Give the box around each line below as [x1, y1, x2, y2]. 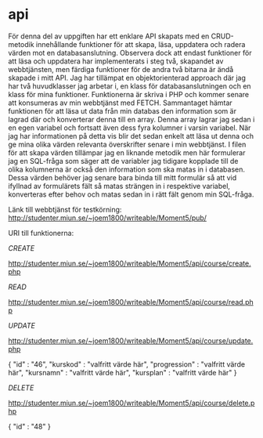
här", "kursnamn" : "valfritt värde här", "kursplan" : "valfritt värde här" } [8, 367, 237, 377]
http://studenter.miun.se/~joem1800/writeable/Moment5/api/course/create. [8, 259, 252, 268]
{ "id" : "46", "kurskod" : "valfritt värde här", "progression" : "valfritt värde [8, 359, 245, 369]
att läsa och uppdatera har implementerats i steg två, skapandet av [8, 56, 224, 66]
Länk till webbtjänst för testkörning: [8, 205, 122, 214]
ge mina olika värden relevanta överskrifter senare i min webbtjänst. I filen [8, 139, 247, 149]
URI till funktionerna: [8, 228, 74, 237]
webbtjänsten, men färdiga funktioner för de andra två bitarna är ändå [8, 64, 234, 74]
